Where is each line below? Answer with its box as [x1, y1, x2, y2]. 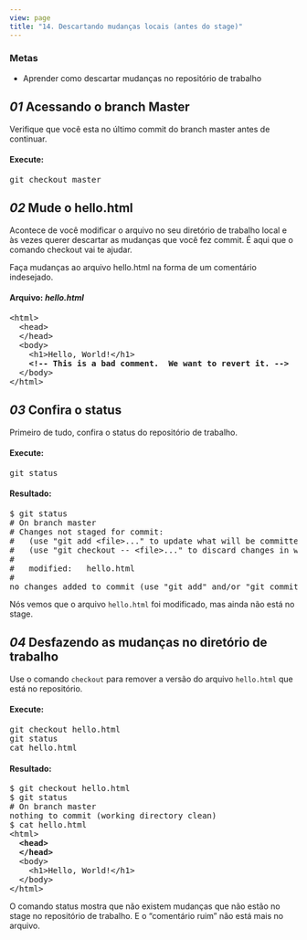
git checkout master [9, 174, 102, 185]
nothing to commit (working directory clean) [9, 810, 217, 821]
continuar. [9, 133, 48, 144]
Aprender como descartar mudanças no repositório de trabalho [22, 72, 262, 83]
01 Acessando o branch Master [9, 100, 190, 115]
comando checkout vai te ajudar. [9, 244, 132, 255]
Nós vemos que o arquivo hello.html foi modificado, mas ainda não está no [9, 599, 295, 610]
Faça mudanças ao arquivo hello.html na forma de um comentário [9, 261, 258, 272]
